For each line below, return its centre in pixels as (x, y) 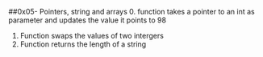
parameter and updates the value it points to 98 (88, 20)
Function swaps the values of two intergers (92, 36)
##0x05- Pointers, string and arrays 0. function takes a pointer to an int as (132, 12)
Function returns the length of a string (83, 44)
